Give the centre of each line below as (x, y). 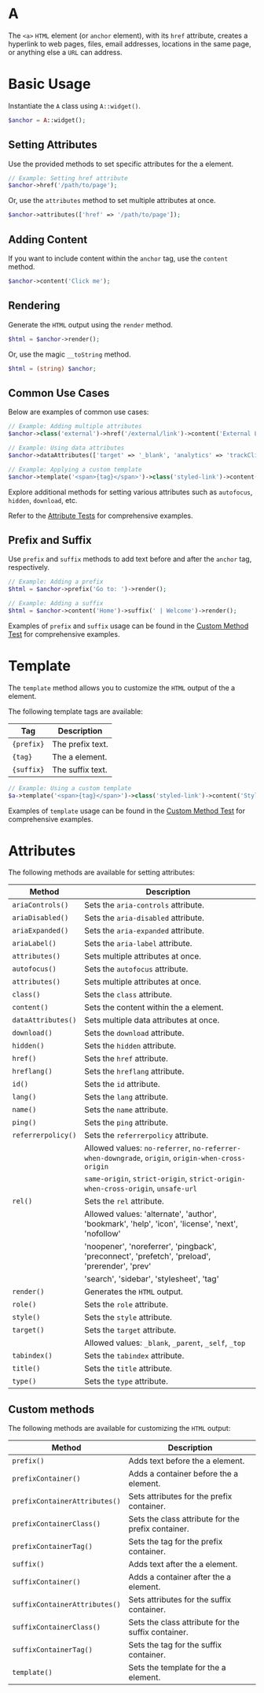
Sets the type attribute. (126, 1381)
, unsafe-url (175, 1188)
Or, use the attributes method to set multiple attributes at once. (112, 201)
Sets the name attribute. (126, 1110)
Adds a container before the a (183, 1474)
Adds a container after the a (180, 1577)
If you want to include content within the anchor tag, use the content (118, 258)
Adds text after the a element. (183, 1565)
